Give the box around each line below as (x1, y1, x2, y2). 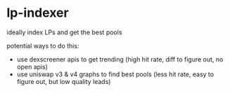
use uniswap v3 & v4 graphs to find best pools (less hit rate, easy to (16, 70, 215, 78)
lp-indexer (6, 5, 69, 21)
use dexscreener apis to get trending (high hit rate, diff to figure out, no (16, 55, 224, 64)
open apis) (16, 62, 49, 71)
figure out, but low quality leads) (16, 77, 111, 85)
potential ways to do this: (6, 41, 79, 50)
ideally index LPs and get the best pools (6, 28, 122, 36)
